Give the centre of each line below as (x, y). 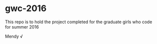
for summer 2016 (22, 27)
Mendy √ (14, 36)
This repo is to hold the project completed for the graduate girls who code (78, 22)
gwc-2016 (26, 8)
